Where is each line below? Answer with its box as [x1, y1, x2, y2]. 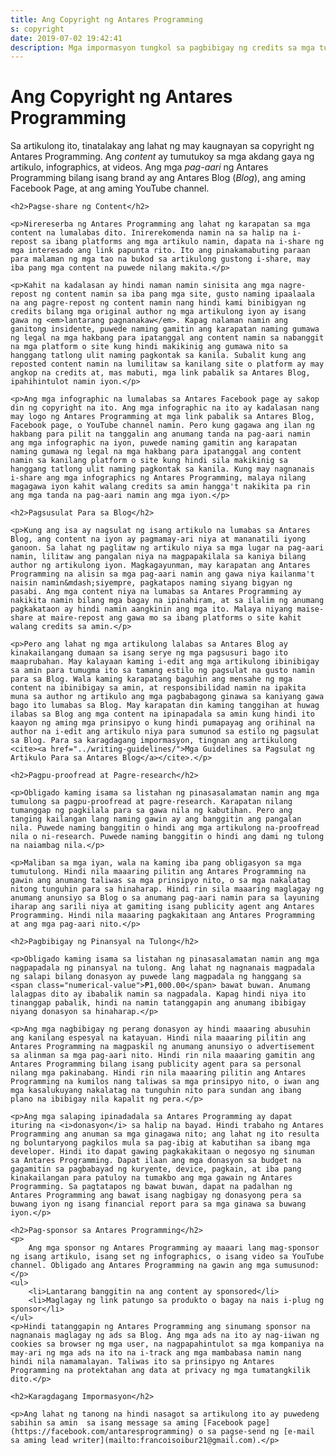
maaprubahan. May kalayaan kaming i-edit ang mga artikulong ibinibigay [10, 657, 320, 667]
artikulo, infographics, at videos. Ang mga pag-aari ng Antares [10, 161, 269, 173]
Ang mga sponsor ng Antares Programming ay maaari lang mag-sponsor [28, 1243, 320, 1253]
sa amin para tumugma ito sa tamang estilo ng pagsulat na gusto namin [10, 666, 315, 676]
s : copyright [10, 24, 65, 34]
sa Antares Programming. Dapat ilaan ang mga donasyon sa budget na [10, 1156, 302, 1166]
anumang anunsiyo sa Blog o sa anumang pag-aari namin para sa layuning [10, 893, 320, 903]
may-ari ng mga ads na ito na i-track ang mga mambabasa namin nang [10, 1348, 302, 1358]
